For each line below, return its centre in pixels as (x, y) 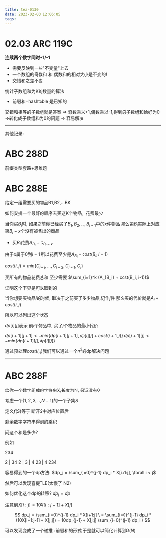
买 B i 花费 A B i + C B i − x (32, 243)
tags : (11, 19)
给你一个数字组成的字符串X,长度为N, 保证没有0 (53, 390)
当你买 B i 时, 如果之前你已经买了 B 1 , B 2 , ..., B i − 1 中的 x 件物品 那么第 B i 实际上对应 (82, 224)
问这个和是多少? (21, 432)
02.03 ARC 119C (39, 43)
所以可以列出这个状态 (27, 315)
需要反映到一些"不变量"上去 (40, 68)
